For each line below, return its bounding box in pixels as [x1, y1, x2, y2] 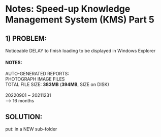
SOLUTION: [5, 113, 43, 121]
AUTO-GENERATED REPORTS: [5, 71, 70, 77]
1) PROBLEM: [5, 34, 47, 43]
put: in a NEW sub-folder [5, 126, 57, 132]
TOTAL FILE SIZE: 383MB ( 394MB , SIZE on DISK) [5, 81, 109, 88]
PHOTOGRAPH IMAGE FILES [5, 76, 65, 82]
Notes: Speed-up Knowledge [5, 3, 131, 15]
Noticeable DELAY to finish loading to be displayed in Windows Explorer [5, 48, 156, 53]
